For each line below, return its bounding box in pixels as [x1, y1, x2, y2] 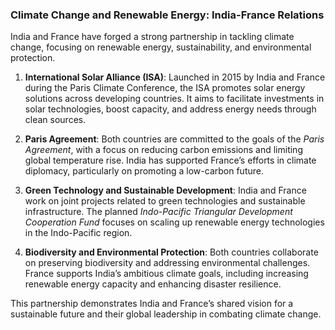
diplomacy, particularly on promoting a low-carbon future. [24, 165, 264, 177]
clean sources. [24, 114, 87, 126]
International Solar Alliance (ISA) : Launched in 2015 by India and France [24, 71, 326, 83]
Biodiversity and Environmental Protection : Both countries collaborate [24, 246, 319, 258]
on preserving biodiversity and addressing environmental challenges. [24, 257, 311, 269]
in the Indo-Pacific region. [24, 227, 133, 239]
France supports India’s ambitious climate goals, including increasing [24, 268, 309, 280]
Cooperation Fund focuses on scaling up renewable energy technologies [24, 216, 325, 228]
